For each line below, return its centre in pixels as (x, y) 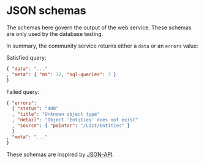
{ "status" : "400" (36, 109)
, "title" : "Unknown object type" (56, 114)
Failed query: (23, 91)
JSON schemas (47, 11)
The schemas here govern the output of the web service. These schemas (99, 27)
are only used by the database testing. (55, 34)
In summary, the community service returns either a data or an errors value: (103, 46)
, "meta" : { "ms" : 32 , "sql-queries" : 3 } (61, 74)
